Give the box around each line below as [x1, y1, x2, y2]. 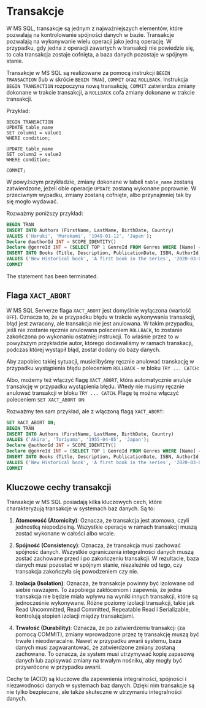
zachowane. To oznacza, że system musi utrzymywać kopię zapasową [15, 650, 194, 658]
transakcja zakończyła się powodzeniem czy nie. [15, 568, 139, 575]
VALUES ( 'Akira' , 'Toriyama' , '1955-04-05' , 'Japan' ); [6, 437, 150, 443]
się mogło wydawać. [6, 198, 58, 205]
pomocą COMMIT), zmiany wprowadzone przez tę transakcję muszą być [15, 631, 199, 638]
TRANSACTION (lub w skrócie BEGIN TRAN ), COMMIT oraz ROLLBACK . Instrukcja [6, 76, 188, 83]
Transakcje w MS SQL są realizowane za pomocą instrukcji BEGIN [6, 69, 170, 76]
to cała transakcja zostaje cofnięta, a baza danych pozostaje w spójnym [6, 50, 188, 58]
